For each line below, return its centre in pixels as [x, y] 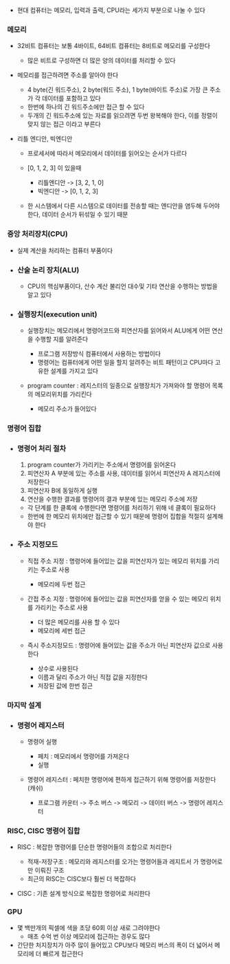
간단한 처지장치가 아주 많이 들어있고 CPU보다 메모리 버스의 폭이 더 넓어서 [115, 945]
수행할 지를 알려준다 [61, 339]
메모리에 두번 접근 [61, 584]
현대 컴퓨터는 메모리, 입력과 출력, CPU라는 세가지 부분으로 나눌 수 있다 [111, 10]
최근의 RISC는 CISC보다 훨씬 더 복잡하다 [81, 879]
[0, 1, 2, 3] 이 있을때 [54, 168]
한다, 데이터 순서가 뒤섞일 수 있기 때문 [78, 215]
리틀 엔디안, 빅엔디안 [45, 139]
